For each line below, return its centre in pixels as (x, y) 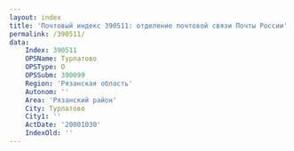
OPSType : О (45, 68)
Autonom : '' (47, 91)
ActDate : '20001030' (63, 125)
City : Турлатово (56, 108)
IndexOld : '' (49, 133)
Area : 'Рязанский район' (71, 100)
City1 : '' (44, 116)
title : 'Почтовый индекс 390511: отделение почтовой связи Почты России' (149, 26)
